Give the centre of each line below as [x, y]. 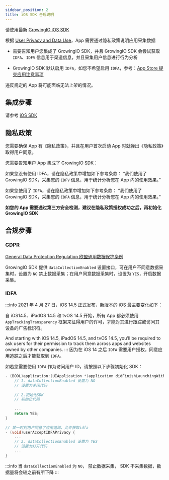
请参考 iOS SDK [21, 115]
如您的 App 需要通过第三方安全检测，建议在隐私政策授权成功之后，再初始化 [83, 208]
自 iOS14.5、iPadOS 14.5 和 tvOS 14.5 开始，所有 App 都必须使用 [72, 316]
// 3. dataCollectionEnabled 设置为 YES [56, 442]
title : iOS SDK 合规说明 [30, 15]
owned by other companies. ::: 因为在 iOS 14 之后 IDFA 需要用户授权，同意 [82, 350]
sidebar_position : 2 [27, 10]
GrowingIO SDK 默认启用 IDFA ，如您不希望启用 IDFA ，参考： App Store [85, 68]
